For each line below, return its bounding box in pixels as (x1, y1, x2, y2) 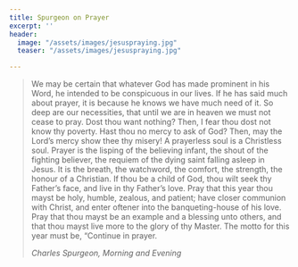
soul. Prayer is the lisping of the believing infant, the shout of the (30, 145, 269, 156)
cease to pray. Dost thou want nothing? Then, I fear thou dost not (30, 117, 271, 128)
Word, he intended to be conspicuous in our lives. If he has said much (30, 88, 288, 99)
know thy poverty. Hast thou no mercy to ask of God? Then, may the (30, 126, 283, 137)
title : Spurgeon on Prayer (9, 13, 110, 22)
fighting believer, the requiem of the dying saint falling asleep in (30, 154, 265, 165)
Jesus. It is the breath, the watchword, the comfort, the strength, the (30, 164, 283, 175)
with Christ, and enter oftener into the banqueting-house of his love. (30, 202, 282, 213)
